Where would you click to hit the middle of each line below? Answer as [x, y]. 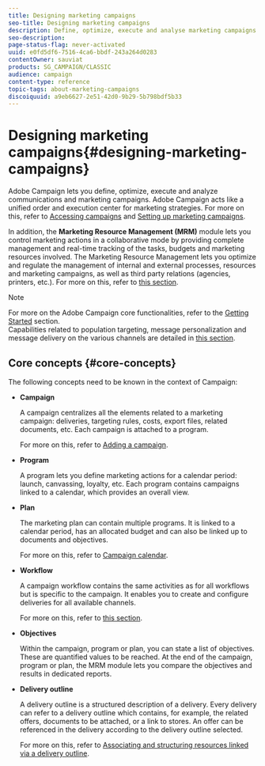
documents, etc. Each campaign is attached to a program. [114, 429]
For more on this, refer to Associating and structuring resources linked [134, 745]
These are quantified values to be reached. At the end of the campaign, [136, 657]
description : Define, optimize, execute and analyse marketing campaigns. [134, 30]
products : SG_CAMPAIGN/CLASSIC [60, 67]
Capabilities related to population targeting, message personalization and [127, 330]
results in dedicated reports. [66, 674]
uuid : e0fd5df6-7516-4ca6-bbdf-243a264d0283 [83, 52]
